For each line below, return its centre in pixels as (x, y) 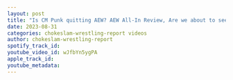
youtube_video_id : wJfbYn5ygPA (52, 53)
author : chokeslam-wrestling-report (60, 40)
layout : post (26, 14)
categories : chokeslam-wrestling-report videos (77, 33)
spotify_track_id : (34, 46)
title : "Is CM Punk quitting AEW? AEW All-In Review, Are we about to (111, 20)
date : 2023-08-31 (32, 26)
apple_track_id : (31, 59)
